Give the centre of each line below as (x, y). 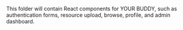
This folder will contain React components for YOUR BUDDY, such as (92, 9)
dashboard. (20, 21)
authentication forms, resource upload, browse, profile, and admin (88, 15)
